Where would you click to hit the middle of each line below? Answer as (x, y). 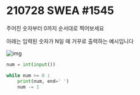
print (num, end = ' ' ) (43, 81)
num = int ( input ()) (31, 65)
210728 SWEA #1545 (60, 11)
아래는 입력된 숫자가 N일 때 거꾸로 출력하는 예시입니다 (70, 41)
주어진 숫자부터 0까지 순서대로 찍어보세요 (55, 28)
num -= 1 (28, 87)
